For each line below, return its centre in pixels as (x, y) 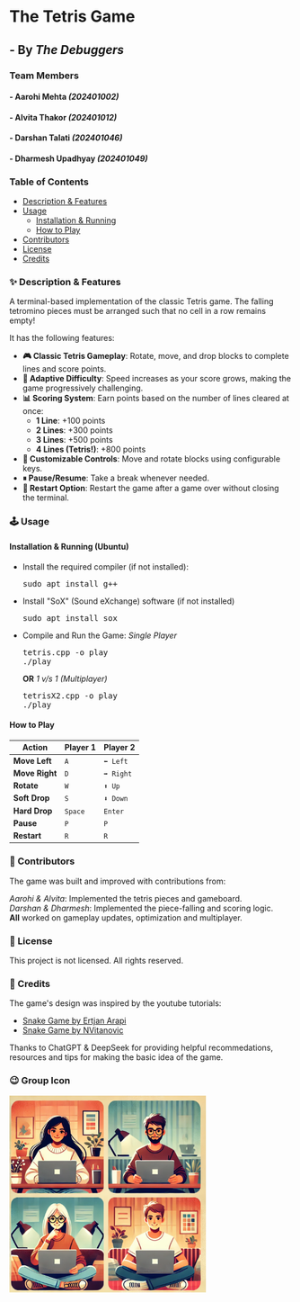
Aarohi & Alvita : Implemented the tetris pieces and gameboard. (126, 898)
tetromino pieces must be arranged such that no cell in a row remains (138, 311)
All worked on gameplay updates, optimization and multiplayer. (126, 917)
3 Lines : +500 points (75, 440)
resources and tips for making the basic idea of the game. (116, 1057)
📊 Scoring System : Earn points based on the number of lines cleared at (156, 399)
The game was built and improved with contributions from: (118, 881)
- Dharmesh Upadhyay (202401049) (79, 158)
